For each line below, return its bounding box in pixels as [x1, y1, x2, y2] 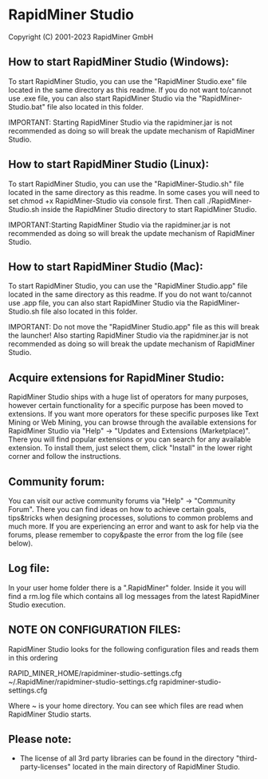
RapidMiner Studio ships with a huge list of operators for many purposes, [8, 392, 249, 401]
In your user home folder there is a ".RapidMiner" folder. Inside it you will [8, 582, 246, 593]
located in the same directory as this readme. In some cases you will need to [8, 187, 260, 197]
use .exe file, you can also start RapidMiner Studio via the [8, 94, 197, 103]
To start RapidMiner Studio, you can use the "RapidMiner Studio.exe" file [8, 76, 247, 86]
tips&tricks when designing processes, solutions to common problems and [8, 513, 254, 522]
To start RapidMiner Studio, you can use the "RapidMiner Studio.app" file [8, 282, 248, 291]
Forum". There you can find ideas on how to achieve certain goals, [8, 505, 227, 513]
